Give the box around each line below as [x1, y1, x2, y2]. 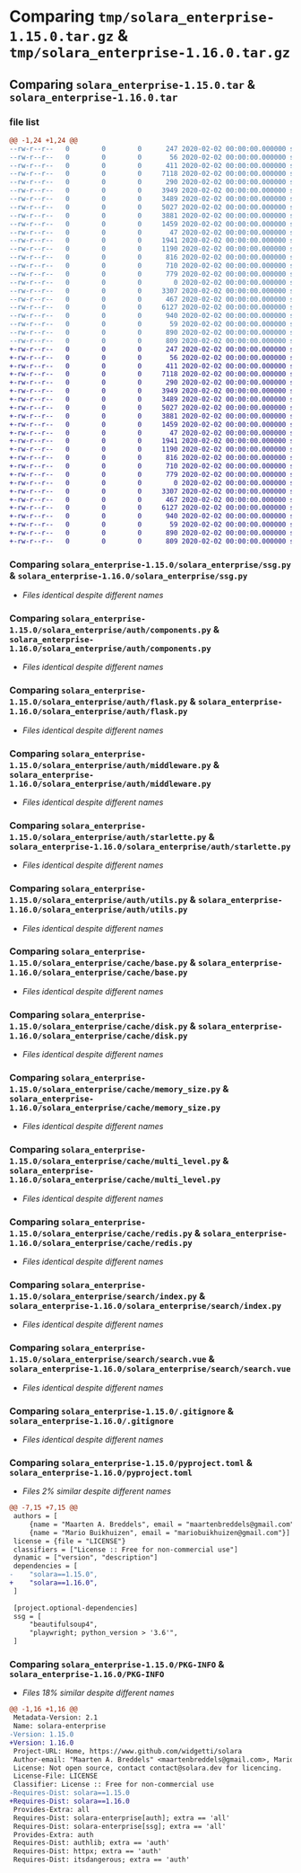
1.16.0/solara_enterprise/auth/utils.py [9, 905, 188, 915]
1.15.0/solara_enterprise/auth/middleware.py [9, 760, 212, 770]
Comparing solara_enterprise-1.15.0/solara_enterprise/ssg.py [9, 558, 291, 570]
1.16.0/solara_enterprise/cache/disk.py [9, 1030, 188, 1041]
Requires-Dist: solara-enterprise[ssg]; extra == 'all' [13, 1822, 227, 1831]
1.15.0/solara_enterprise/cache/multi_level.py [9, 1156, 221, 1167]
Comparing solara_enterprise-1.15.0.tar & [9, 76, 255, 92]
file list [9, 115, 40, 128]
